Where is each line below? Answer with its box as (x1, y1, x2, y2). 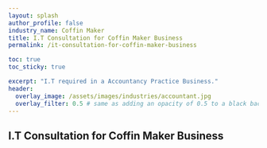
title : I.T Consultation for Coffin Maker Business (8, 33, 183, 42)
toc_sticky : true (8, 63, 66, 72)
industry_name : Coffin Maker (8, 26, 105, 34)
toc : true (8, 56, 41, 64)
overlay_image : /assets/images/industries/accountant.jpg (15, 92, 212, 100)
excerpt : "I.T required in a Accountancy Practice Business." (8, 77, 219, 85)
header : (8, 84, 34, 92)
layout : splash (8, 11, 59, 20)
